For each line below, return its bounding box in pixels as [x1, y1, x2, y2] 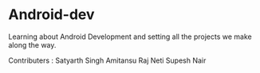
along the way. [8, 40, 57, 49]
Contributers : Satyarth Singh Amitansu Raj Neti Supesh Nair [8, 56, 207, 65]
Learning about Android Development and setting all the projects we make [8, 32, 253, 41]
